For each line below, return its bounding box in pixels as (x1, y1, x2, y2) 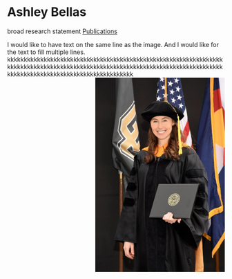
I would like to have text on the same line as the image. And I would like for (7, 40, 220, 48)
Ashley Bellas (7, 4, 87, 20)
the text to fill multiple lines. (7, 48, 86, 56)
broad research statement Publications (7, 27, 117, 35)
